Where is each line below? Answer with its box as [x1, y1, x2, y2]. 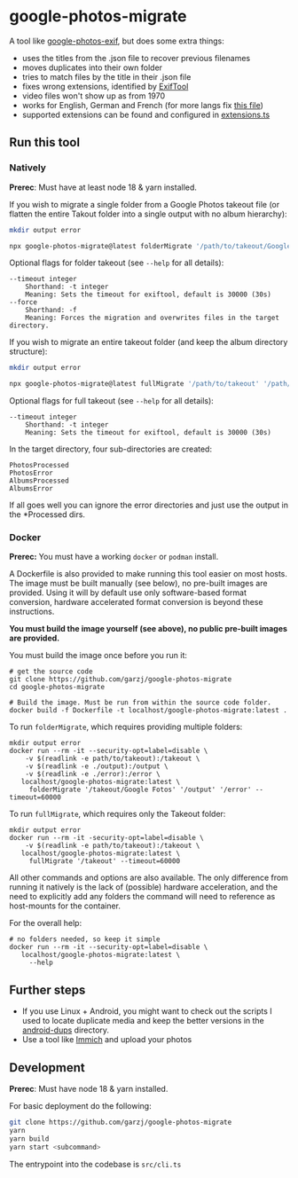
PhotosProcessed [9, 461, 69, 470]
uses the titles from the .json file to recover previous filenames [21, 52, 251, 63]
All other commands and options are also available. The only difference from [9, 872, 288, 883]
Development [9, 1060, 86, 1075]
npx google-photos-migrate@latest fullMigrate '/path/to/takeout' [9, 380, 260, 389]
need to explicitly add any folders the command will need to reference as [9, 891, 276, 902]
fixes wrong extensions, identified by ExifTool [21, 81, 189, 91]
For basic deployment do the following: [9, 1101, 153, 1111]
